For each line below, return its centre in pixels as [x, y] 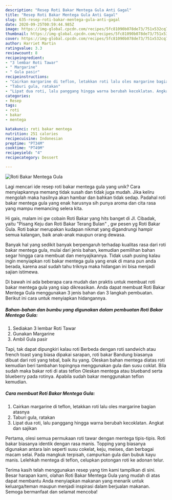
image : [12, 29]
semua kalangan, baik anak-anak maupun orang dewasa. [66, 234]
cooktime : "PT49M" [25, 148]
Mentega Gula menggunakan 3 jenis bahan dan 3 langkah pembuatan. [79, 292]
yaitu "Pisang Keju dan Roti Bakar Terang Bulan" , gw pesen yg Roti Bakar [83, 224]
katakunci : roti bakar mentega [39, 129]
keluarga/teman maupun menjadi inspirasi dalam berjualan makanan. [78, 486]
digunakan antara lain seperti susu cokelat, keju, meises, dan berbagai [80, 449]
